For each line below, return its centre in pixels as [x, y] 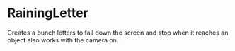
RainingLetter [48, 13]
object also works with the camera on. [63, 40]
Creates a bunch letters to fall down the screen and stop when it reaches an [118, 33]
